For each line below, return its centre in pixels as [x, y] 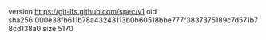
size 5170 [58, 28]
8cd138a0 [25, 28]
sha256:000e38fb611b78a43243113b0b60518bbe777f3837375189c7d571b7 [133, 20]
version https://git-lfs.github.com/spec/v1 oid [83, 12]
